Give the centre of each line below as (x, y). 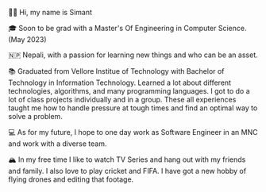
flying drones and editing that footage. (71, 179)
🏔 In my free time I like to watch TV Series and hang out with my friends (127, 159)
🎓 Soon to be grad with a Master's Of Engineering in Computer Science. (127, 28)
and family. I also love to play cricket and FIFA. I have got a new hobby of (127, 171)
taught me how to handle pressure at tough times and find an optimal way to (133, 108)
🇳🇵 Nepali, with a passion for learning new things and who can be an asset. (133, 55)
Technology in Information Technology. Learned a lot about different (120, 83)
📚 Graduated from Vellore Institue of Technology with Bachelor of (116, 71)
